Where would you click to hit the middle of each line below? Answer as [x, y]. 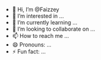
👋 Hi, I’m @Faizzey [36, 9]
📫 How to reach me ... [40, 36]
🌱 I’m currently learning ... [45, 22]
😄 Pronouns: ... [32, 45]
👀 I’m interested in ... [38, 16]
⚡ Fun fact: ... [29, 51]
